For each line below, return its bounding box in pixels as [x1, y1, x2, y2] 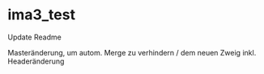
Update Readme [7, 32, 62, 42]
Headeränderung [7, 56, 65, 66]
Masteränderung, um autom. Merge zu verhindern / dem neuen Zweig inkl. [7, 47, 257, 57]
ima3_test [7, 6, 76, 24]
